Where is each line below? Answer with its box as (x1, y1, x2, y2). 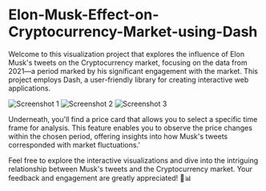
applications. (8, 83, 50, 93)
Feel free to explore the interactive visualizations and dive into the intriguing (8, 155, 259, 165)
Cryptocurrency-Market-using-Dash (8, 22, 258, 41)
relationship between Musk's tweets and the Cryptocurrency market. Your (8, 164, 252, 173)
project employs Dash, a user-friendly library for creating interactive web (8, 75, 249, 84)
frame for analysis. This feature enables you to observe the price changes (8, 123, 252, 132)
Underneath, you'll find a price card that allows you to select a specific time (8, 114, 258, 124)
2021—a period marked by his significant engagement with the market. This (8, 66, 259, 75)
